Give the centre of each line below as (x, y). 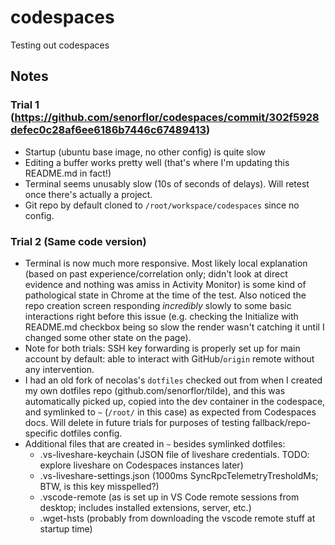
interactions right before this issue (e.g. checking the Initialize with (161, 316)
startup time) (66, 528)
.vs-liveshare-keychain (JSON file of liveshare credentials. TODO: (174, 454)
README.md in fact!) (68, 173)
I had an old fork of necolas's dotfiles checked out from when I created (173, 380)
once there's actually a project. (88, 194)
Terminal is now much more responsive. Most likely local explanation (166, 263)
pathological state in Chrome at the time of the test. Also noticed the (165, 295)
